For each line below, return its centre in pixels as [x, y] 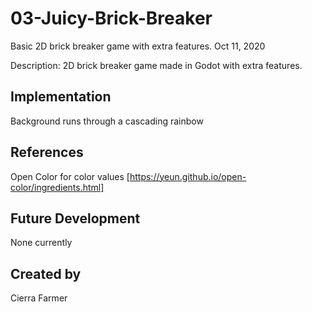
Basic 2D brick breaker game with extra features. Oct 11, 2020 [138, 46]
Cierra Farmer [39, 298]
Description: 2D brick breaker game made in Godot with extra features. [156, 65]
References [47, 152]
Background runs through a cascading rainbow [107, 121]
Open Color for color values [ [70, 176]
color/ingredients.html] [57, 187]
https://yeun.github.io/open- [188, 176]
